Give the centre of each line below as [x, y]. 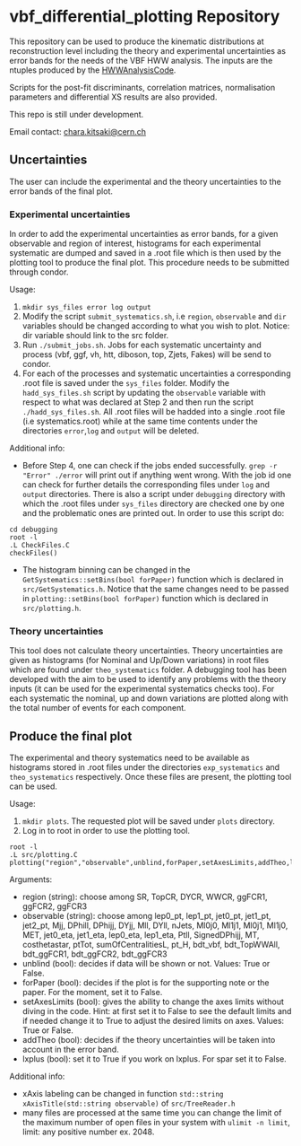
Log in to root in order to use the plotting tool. [106, 831]
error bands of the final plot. [61, 191]
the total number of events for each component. [98, 708]
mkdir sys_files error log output [86, 308]
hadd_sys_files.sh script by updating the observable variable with [144, 393]
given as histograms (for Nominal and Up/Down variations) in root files [139, 660]
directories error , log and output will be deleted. [111, 431]
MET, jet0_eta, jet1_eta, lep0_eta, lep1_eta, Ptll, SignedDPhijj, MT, [141, 935]
